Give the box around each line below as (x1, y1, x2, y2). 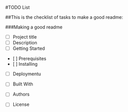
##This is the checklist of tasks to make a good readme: (5, 14, 123, 20)
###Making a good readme (5, 24, 63, 30)
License (12, 101, 30, 107)
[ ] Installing (12, 61, 38, 67)
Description (12, 40, 37, 46)
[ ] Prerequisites (12, 55, 47, 62)
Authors (12, 91, 30, 97)
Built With (12, 81, 33, 87)
